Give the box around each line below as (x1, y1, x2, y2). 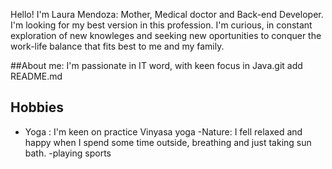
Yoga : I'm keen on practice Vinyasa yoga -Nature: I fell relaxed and (24, 125, 303, 138)
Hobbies (10, 99, 65, 116)
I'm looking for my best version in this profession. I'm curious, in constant (10, 19, 313, 31)
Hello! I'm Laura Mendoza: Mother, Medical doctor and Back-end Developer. (10, 9, 324, 20)
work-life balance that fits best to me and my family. (10, 40, 225, 52)
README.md (10, 70, 63, 82)
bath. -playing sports (24, 147, 112, 159)
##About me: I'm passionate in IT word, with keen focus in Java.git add (10, 60, 303, 71)
